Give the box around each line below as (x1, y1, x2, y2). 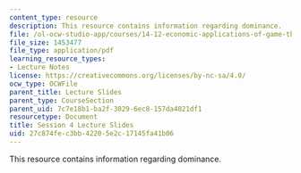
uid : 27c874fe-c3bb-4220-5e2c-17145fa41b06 (9, 129, 175, 138)
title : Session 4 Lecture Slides (9, 121, 134, 130)
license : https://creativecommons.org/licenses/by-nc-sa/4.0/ (9, 71, 246, 80)
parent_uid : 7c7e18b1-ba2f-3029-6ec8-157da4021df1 (9, 104, 202, 113)
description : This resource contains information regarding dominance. (9, 21, 282, 30)
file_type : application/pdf (9, 46, 115, 55)
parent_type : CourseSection (9, 95, 115, 105)
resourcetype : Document (9, 112, 99, 121)
